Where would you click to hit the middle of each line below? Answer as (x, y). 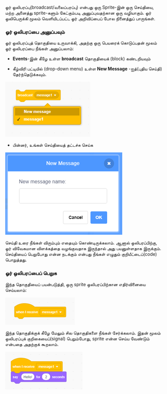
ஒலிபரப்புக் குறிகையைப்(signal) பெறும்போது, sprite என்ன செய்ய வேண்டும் (77, 339)
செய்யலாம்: (16, 290)
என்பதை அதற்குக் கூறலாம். (32, 344)
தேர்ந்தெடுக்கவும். (29, 75)
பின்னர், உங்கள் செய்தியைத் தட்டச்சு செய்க (53, 145)
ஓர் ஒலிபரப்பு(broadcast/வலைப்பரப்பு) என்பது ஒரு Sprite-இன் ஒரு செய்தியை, (80, 7)
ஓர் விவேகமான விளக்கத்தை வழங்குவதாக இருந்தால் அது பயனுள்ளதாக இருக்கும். (83, 249)
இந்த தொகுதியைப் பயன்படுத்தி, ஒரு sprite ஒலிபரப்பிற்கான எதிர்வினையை (75, 284)
